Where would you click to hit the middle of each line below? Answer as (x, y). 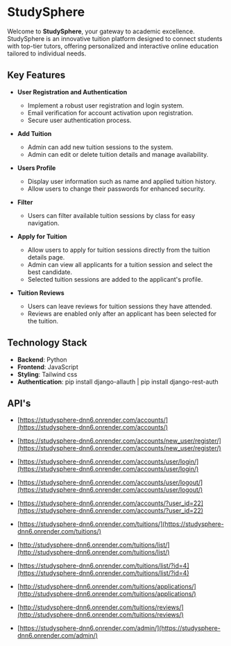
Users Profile (36, 168)
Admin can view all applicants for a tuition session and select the (120, 264)
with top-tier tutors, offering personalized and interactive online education (113, 46)
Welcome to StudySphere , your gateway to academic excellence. (101, 31)
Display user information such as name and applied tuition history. (122, 181)
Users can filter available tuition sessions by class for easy (111, 215)
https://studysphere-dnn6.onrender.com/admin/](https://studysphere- (120, 628)
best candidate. (50, 272)
